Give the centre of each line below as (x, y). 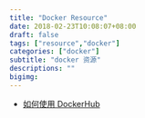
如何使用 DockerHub (61, 103)
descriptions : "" (42, 69)
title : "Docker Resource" (58, 18)
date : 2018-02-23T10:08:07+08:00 (73, 26)
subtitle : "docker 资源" (55, 60)
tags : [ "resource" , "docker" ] (65, 43)
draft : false (34, 34)
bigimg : (24, 77)
